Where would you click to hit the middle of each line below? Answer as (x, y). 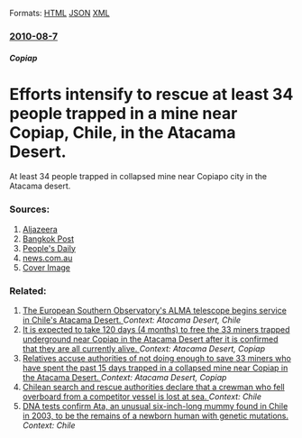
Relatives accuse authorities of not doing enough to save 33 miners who (156, 359)
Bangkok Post (48, 239)
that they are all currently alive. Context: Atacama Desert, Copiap (144, 349)
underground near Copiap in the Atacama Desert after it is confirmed (150, 339)
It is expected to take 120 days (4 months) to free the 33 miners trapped (156, 330)
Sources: (30, 209)
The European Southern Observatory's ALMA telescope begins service (154, 311)
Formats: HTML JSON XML (59, 13)
